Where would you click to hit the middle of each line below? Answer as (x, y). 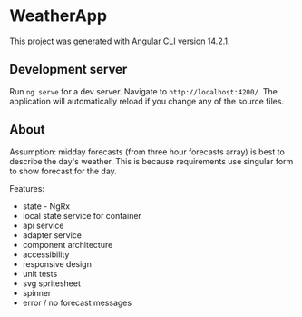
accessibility (46, 254)
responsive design (57, 263)
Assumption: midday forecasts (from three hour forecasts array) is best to (147, 152)
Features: (27, 188)
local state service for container (82, 215)
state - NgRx (46, 206)
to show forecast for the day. (63, 171)
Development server (68, 69)
